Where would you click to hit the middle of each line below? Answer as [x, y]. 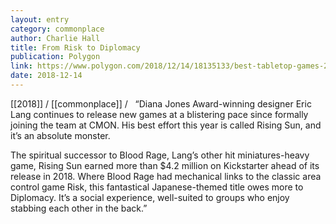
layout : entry [40, 19]
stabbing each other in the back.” [79, 208]
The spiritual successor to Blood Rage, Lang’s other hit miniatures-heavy [160, 155]
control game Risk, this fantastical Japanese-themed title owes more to [157, 187]
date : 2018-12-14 [46, 76]
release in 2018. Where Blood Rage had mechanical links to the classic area [166, 176]
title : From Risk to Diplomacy [75, 47]
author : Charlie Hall [55, 38]
